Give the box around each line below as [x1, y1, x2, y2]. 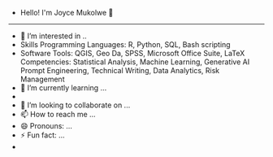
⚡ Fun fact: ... [19, 130, 65, 140]
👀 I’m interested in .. [19, 31, 87, 41]
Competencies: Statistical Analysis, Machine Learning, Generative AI [19, 57, 250, 67]
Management [19, 74, 65, 84]
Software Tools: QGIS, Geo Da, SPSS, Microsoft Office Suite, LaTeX [19, 49, 245, 58]
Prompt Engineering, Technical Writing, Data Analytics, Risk [19, 66, 220, 75]
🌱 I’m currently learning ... [19, 83, 107, 93]
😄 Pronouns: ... [19, 121, 73, 130]
